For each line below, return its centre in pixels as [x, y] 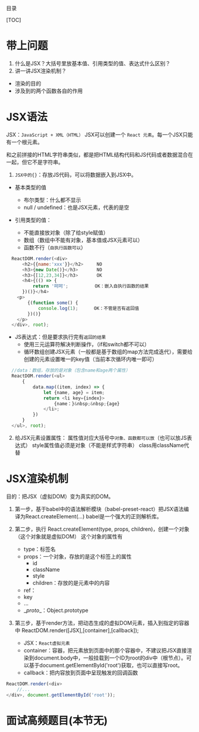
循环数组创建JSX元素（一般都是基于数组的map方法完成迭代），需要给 [108, 352]
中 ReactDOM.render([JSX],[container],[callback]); [77, 630]
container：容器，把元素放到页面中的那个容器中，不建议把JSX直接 [105, 650]
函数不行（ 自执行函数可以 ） [55, 247]
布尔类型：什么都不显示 [52, 199]
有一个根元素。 [24, 142]
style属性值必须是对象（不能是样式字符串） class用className [108, 445]
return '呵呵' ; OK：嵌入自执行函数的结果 [91, 286]
